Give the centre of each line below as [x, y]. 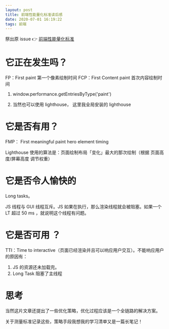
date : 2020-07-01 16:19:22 [34, 19]
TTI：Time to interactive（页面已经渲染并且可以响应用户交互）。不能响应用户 [85, 250]
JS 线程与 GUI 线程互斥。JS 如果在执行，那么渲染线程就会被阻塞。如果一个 [83, 207]
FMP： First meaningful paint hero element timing [57, 142]
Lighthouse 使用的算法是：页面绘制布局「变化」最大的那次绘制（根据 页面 [82, 152]
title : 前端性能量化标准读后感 [34, 15]
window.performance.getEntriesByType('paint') [62, 94]
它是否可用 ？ [33, 235]
